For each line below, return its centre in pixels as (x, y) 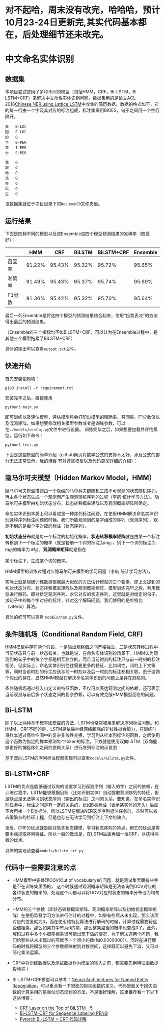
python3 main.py (22, 407)
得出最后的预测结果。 (27, 322)
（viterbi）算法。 (22, 607)
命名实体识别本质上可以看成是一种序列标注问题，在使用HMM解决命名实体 (79, 513)
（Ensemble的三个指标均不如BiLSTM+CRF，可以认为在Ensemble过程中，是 (82, 332)
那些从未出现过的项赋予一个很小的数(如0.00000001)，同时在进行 (86, 940)
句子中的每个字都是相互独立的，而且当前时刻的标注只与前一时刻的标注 (89, 659)
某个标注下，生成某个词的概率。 (37, 561)
